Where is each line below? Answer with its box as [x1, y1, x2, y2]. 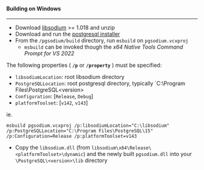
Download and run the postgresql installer [15, 30, 120, 38]
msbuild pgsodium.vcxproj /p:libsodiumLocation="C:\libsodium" [6, 123, 170, 129]
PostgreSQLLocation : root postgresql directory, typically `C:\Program [15, 80, 186, 87]
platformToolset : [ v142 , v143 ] [15, 99, 88, 106]
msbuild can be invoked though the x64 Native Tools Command [24, 43, 183, 51]
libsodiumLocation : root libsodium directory [15, 73, 124, 81]
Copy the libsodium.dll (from [15, 144, 90, 151]
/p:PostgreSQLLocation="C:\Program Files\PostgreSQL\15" [6, 128, 154, 134]
